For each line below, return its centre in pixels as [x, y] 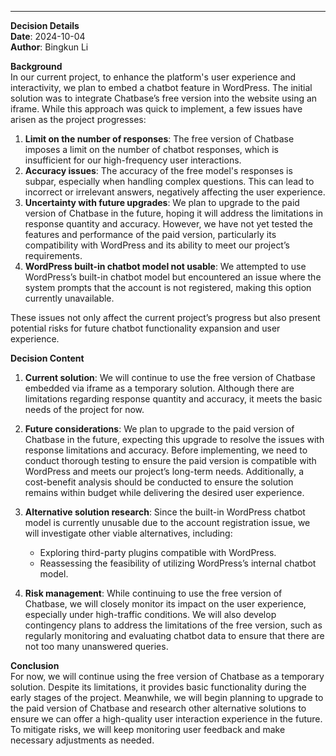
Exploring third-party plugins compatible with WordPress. [158, 552]
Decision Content [47, 358]
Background [36, 66]
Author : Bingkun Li [49, 47]
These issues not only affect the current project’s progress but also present [165, 317]
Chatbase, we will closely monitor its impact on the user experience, [165, 604]
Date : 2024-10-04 [48, 36]
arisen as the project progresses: [78, 119]
